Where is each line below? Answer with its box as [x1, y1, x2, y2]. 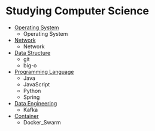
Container [14, 112, 39, 120]
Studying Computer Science [5, 4, 150, 18]
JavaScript [23, 80, 50, 88]
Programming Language [14, 68, 74, 75]
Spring [23, 93, 40, 101]
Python [23, 87, 41, 94]
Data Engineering [14, 99, 57, 107]
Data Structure [14, 49, 51, 56]
